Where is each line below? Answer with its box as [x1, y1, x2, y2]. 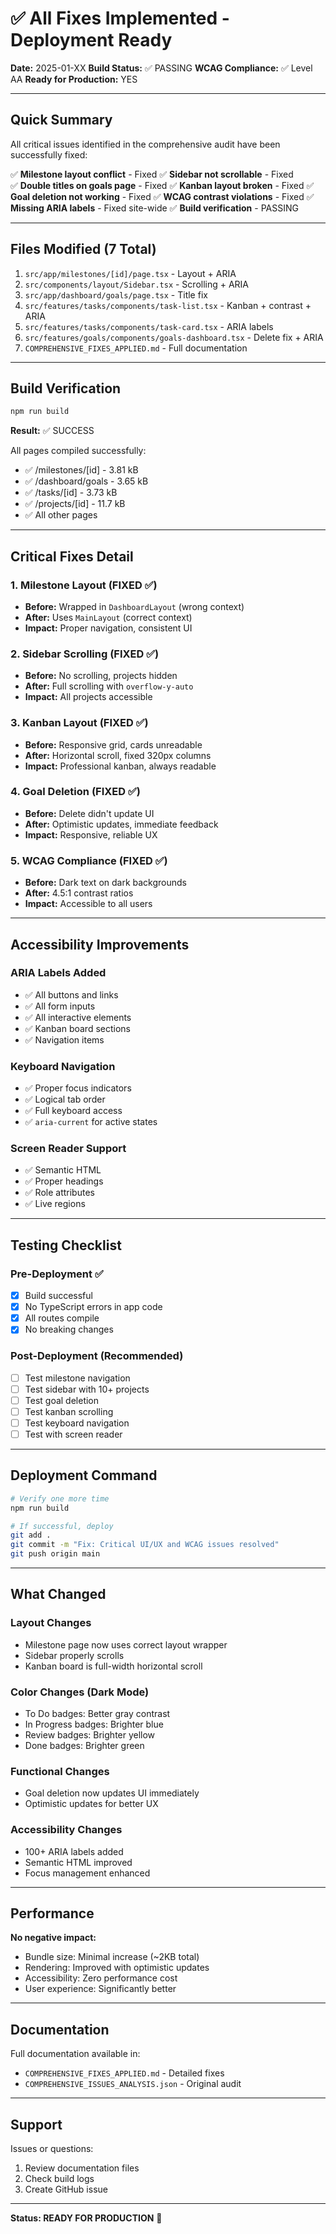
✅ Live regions [24, 1198, 86, 1210]
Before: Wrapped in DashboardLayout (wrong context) [24, 600, 245, 612]
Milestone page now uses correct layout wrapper [24, 1638, 228, 1651]
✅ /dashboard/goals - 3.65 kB [24, 475, 149, 487]
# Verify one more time [10, 1493, 110, 1504]
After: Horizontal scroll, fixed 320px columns [24, 749, 212, 761]
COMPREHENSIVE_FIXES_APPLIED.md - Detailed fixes [24, 2067, 225, 2079]
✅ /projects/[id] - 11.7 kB [24, 498, 126, 510]
